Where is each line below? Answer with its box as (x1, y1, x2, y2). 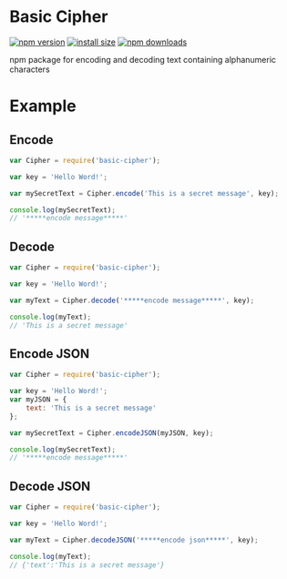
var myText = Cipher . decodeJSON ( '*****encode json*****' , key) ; (9, 535, 259, 544)
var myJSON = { (9, 395, 67, 404)
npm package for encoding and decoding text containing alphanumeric (9, 54, 276, 65)
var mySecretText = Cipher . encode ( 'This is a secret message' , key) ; (9, 188, 280, 198)
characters (9, 64, 50, 75)
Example (9, 96, 77, 117)
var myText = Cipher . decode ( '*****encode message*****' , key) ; (9, 296, 255, 305)
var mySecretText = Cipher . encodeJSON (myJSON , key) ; (9, 428, 214, 438)
